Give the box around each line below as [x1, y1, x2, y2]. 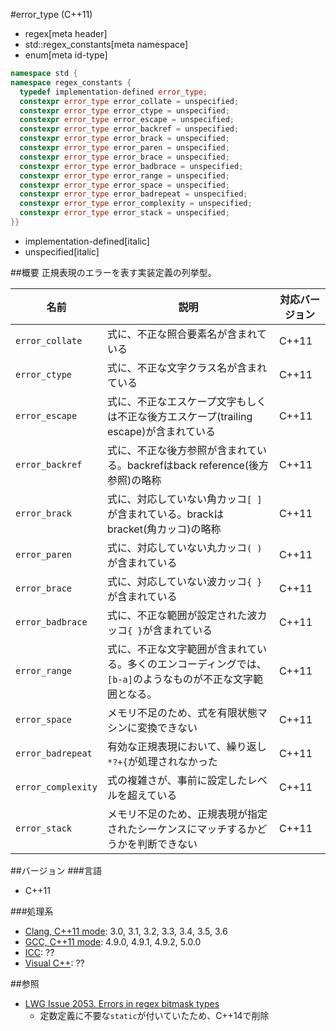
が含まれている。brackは [106, 507, 225, 521]
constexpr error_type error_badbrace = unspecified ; [19, 161, 244, 171]
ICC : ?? [24, 946, 55, 958]
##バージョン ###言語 [10, 864, 102, 876]
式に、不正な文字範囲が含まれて [106, 642, 257, 656]
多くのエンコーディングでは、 [126, 657, 267, 671]
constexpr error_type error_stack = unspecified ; [19, 208, 230, 218]
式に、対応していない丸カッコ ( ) [106, 540, 263, 554]
